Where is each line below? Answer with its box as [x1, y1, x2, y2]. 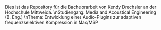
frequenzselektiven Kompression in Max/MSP [5, 19, 98, 25]
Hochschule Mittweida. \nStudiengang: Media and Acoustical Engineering [5, 9, 157, 15]
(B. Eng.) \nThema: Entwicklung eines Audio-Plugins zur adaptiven [5, 15, 142, 20]
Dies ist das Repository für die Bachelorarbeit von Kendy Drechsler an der [5, 4, 157, 10]
